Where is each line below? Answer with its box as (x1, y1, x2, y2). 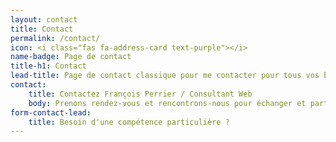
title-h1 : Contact (10, 61, 87, 71)
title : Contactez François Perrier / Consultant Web (28, 89, 253, 99)
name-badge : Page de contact (10, 52, 132, 62)
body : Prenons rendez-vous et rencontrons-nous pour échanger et (28, 98, 307, 108)
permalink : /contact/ (10, 33, 101, 43)
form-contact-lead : (10, 107, 92, 118)
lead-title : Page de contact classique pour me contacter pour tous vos (10, 71, 320, 81)
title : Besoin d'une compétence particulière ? (28, 117, 230, 127)
